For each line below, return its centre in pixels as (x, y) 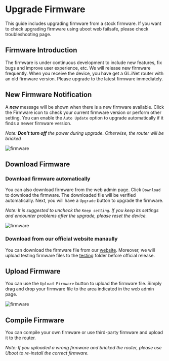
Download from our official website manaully (61, 239)
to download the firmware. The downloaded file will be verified (71, 195)
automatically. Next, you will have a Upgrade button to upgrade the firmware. (84, 201)
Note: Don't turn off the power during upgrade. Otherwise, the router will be (85, 133)
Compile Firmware (35, 320)
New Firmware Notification (49, 95)
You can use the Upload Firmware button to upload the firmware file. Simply (83, 284)
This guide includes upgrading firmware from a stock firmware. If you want (83, 23)
